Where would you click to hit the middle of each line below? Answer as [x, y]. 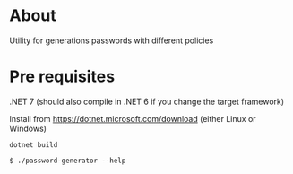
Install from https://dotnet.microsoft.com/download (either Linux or [133, 118]
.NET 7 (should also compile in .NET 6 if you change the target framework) [147, 101]
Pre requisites [62, 77]
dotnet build [34, 144]
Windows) [28, 128]
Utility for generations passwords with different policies [112, 40]
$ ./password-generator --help [68, 161]
